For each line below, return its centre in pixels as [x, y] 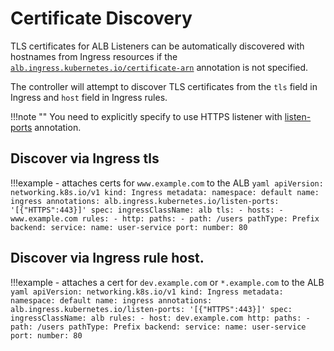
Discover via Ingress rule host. [107, 258]
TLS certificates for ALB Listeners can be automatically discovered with [157, 46]
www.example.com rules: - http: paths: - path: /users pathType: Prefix [165, 218]
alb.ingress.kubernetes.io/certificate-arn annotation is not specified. [159, 67]
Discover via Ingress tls [85, 158]
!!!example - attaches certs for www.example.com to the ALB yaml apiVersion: [167, 183]
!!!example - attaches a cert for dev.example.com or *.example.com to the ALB [167, 282]
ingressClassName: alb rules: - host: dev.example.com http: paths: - [160, 318]
